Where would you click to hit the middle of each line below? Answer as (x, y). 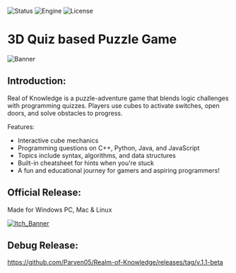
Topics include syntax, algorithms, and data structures (97, 155)
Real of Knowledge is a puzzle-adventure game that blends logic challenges (118, 98)
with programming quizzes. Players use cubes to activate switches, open (114, 105)
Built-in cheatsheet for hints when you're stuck (85, 163)
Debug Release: (43, 245)
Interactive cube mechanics (58, 140)
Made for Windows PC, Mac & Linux (60, 210)
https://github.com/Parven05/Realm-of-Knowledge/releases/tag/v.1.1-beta (116, 262)
